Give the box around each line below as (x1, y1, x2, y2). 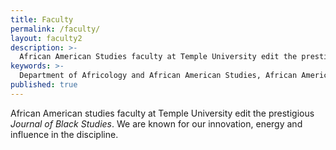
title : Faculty (10, 14, 74, 25)
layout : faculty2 (10, 33, 83, 43)
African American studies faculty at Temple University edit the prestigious (10, 107, 315, 119)
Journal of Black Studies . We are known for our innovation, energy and (10, 117, 303, 130)
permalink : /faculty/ (10, 24, 101, 34)
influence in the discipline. (10, 128, 119, 140)
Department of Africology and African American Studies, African (19, 71, 298, 81)
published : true (10, 80, 78, 90)
